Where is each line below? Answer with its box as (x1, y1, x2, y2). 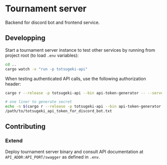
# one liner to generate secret (5, 99, 72, 104)
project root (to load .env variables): (5, 52, 79, 58)
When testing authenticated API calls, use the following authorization (5, 76, 147, 82)
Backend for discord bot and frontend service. (5, 19, 100, 25)
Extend (5, 137, 23, 144)
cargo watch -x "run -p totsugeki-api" (5, 67, 88, 72)
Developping (5, 34, 46, 42)
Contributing (5, 122, 46, 131)
